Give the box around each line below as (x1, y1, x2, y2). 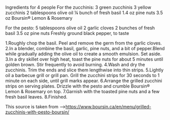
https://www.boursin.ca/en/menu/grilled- (65, 104, 151, 109)
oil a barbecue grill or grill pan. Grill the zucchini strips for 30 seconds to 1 (5, 72, 160, 78)
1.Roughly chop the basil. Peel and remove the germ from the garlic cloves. (5, 40, 162, 46)
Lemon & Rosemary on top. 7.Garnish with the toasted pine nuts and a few (5, 89, 160, 94)
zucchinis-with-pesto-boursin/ (5, 109, 70, 115)
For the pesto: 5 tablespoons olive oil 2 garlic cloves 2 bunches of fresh (5, 25, 155, 31)
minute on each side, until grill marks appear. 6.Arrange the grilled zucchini (5, 78, 162, 84)
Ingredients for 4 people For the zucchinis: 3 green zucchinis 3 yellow (5, 5, 151, 10)
